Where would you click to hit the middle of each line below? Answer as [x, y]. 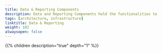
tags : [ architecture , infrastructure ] [44, 18]
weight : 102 [17, 27]
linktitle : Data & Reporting [34, 23]
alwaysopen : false [24, 32]
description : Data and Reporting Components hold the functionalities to [81, 14]
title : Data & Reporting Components [42, 9]
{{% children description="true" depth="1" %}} [52, 46]
